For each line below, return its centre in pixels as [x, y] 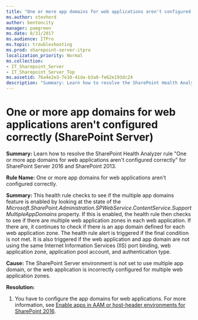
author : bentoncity [30, 22]
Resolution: [21, 287]
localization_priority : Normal [44, 55]
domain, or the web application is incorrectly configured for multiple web [95, 269]
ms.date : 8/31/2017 [30, 34]
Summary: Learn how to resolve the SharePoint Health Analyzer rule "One [96, 154]
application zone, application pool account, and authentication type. [89, 252]
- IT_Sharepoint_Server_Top [41, 72]
